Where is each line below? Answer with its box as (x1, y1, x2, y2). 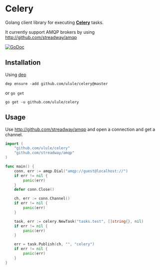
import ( (5, 141, 23, 146)
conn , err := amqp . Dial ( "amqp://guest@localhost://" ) (14, 169, 128, 174)
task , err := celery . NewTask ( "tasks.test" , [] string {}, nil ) (14, 219, 144, 224)
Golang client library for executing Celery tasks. (5, 19, 104, 25)
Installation (5, 58, 41, 67)
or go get (5, 90, 24, 96)
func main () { (5, 164, 35, 169)
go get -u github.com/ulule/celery (5, 99, 79, 104)
